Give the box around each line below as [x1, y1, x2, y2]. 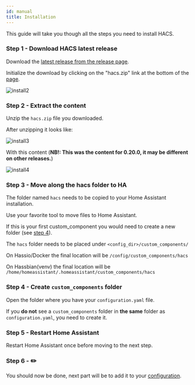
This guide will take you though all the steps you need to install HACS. [6, 30, 174, 37]
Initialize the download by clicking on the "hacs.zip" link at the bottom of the [6, 69, 189, 76]
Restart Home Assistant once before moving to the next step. [6, 342, 153, 349]
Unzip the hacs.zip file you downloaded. [6, 115, 104, 122]
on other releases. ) [6, 155, 54, 162]
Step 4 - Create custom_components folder [6, 283, 123, 291]
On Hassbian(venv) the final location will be [6, 263, 111, 270]
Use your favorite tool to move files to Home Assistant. [6, 212, 137, 219]
